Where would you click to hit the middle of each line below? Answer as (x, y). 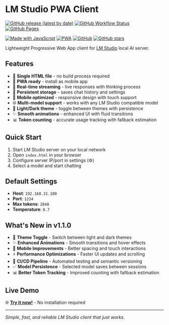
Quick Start (23, 138)
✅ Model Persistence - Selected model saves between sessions (79, 267)
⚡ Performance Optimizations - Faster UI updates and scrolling (78, 254)
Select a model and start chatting (47, 166)
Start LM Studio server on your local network (59, 149)
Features (19, 64)
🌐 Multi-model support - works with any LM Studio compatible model (85, 103)
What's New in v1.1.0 (38, 225)
